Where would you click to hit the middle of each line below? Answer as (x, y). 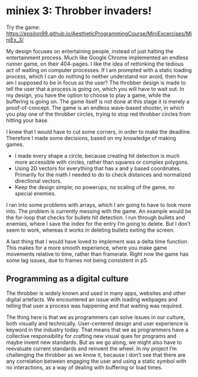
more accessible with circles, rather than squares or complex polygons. (102, 162)
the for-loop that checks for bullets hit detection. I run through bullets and (95, 217)
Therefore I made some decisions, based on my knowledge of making (91, 138)
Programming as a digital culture (67, 279)
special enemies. (35, 193)
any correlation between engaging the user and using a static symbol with (96, 361)
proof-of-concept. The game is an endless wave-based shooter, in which (95, 108)
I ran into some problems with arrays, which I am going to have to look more (98, 204)
